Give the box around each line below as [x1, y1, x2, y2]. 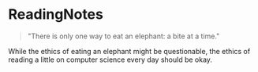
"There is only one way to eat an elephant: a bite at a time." [27, 31, 220, 41]
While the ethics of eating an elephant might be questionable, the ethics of [8, 46, 251, 56]
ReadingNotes [8, 5, 104, 23]
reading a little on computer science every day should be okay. [8, 55, 213, 64]
